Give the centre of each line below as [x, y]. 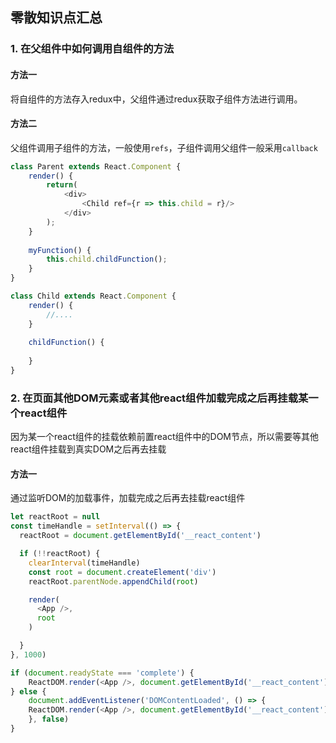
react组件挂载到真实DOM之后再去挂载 [88, 449]
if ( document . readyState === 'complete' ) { [102, 673]
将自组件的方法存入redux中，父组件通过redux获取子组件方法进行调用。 [156, 99]
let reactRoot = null [55, 517]
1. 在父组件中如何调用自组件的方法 [92, 49]
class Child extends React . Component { [93, 296]
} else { [28, 691]
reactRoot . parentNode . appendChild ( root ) [113, 581]
